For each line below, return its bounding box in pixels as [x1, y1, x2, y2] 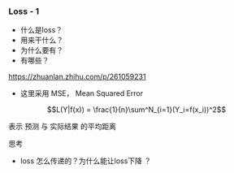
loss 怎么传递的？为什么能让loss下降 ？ [19, 156, 152, 166]
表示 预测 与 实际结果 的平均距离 [8, 122, 116, 132]
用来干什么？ [19, 35, 63, 45]
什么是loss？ [19, 25, 63, 35]
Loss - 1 [8, 6, 40, 17]
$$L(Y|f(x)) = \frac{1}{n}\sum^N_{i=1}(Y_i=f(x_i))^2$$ [46, 105, 227, 115]
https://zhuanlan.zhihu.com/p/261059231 [8, 71, 146, 82]
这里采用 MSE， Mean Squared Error [19, 89, 144, 98]
